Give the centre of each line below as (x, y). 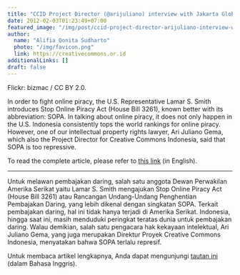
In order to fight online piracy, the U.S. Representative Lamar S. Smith (110, 101)
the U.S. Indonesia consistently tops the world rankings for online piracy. (114, 124)
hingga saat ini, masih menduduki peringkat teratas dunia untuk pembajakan (120, 219)
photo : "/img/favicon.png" (54, 47)
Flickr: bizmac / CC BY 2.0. (47, 87)
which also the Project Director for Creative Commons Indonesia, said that (116, 139)
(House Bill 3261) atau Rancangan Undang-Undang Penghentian (102, 196)
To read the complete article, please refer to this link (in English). (102, 161)
